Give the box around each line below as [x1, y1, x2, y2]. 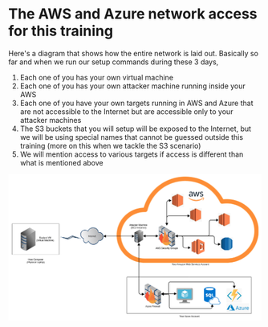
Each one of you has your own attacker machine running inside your [19, 81, 246, 91]
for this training [8, 22, 114, 40]
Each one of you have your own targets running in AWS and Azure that [19, 98, 254, 108]
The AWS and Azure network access [8, 5, 258, 23]
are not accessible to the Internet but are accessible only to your [19, 106, 233, 116]
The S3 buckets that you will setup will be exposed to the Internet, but [19, 124, 251, 133]
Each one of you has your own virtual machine [19, 72, 174, 82]
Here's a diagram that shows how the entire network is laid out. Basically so [8, 48, 259, 58]
